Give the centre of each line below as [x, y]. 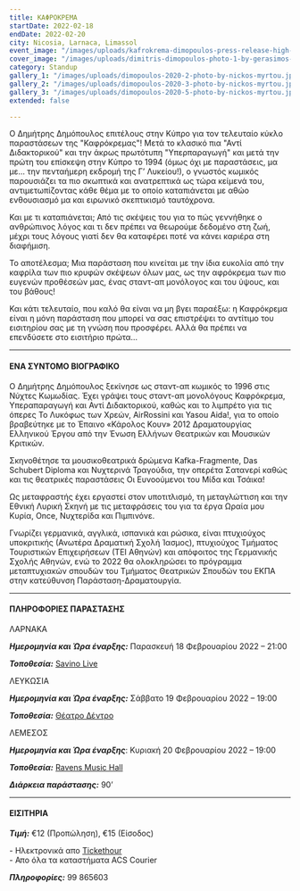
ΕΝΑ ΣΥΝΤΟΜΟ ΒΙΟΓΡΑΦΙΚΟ [65, 366]
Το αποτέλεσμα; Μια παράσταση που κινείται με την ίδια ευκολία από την [147, 263]
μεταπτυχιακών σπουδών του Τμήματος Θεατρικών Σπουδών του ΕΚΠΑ [142, 570]
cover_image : [33, 59]
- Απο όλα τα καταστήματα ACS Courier [83, 860]
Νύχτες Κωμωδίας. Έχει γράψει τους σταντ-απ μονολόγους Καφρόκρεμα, [147, 396]
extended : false [39, 100]
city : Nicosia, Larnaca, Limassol [74, 42]
